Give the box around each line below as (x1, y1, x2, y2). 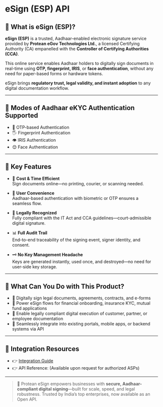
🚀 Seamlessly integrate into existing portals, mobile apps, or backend (12, 321, 150, 327)
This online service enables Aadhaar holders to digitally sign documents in (5, 61, 154, 66)
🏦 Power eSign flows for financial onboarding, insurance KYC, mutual (12, 300, 150, 306)
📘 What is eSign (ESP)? (5, 23, 76, 31)
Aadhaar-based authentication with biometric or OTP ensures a (12, 195, 139, 201)
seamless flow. (12, 200, 42, 206)
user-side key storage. (12, 263, 57, 270)
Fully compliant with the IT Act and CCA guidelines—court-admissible (12, 215, 151, 221)
